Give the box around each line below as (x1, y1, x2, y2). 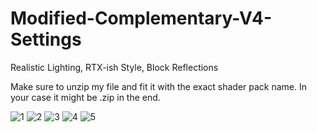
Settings (10, 28, 82, 51)
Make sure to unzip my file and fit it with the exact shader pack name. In (10, 80, 307, 92)
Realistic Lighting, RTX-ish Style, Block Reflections (10, 61, 219, 73)
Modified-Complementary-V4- (10, 7, 272, 30)
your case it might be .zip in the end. (10, 91, 161, 103)
